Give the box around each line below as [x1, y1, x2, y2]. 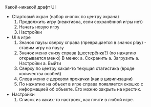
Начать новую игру [19, 24, 60, 30]
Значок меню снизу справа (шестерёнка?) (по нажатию [19, 50, 136, 56]
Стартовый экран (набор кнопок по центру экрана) [11, 14, 119, 19]
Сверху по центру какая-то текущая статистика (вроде [19, 65, 135, 71]
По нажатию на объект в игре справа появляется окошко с [19, 81, 144, 87]
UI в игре [11, 34, 31, 40]
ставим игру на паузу [19, 45, 64, 50]
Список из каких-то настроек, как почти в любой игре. [19, 97, 134, 102]
